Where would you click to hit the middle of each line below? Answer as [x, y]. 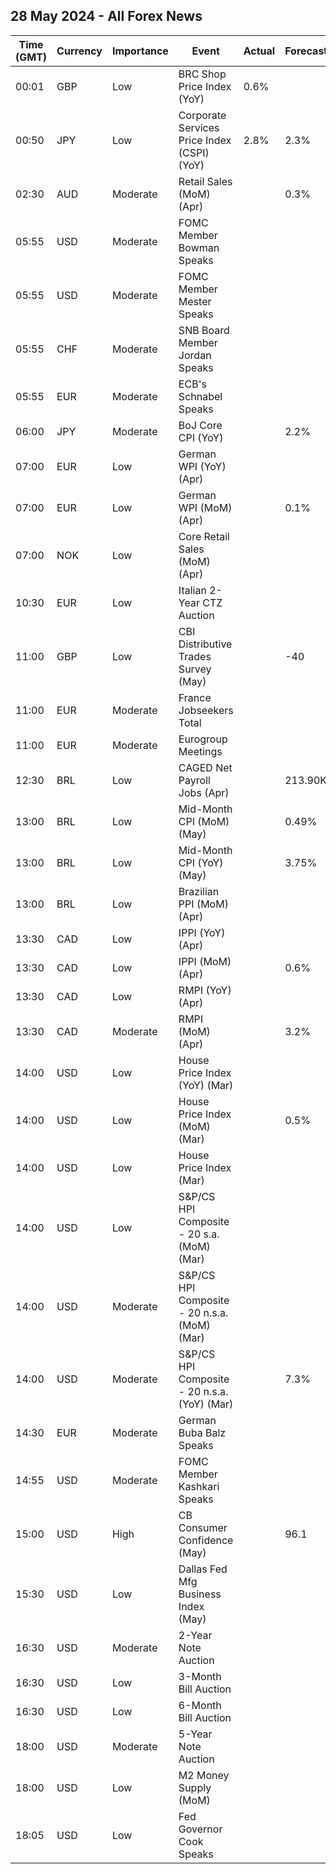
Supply [195, 1787]
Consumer [203, 1527]
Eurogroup [203, 739]
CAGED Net [205, 767]
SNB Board [204, 330]
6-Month [200, 1705]
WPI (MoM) [205, 507]
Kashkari [199, 1486]
